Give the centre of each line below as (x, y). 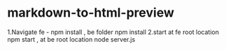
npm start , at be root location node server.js (71, 39)
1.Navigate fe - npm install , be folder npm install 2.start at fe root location (113, 32)
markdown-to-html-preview (91, 13)
